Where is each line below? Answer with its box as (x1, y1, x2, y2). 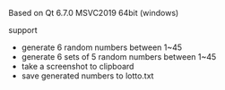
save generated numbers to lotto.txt (21, 70, 154, 81)
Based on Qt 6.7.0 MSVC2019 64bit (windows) (8, 8, 179, 18)
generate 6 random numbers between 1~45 (21, 42, 183, 53)
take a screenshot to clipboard (21, 61, 134, 71)
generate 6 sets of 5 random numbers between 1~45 (21, 52, 217, 61)
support (8, 25, 38, 35)
